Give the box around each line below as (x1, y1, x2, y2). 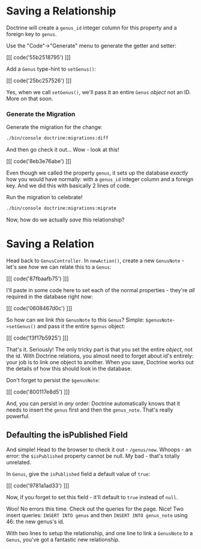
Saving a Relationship (6, 4, 116, 18)
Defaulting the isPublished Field (6, 430, 128, 440)
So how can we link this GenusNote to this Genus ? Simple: (6, 316, 145, 323)
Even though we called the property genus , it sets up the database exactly (6, 169, 188, 176)
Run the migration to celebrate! (6, 194, 83, 201)
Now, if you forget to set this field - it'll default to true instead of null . (6, 493, 178, 500)
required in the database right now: (6, 293, 93, 300)
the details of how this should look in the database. (6, 365, 132, 372)
